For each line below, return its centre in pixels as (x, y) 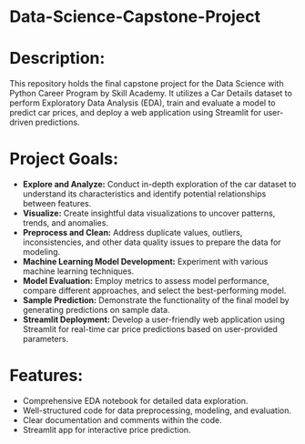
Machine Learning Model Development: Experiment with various (145, 262)
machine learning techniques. (78, 271)
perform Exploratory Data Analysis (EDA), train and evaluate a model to (142, 103)
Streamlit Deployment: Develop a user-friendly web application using (153, 319)
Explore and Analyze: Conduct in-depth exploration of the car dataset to (159, 185)
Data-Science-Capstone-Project (135, 17)
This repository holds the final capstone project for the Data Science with (147, 84)
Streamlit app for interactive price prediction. (107, 430)
